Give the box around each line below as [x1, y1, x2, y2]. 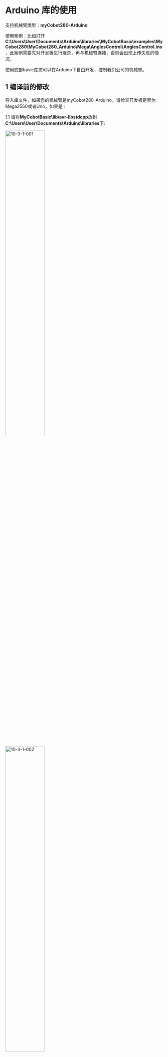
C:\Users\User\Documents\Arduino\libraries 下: [5, 120, 105, 126]
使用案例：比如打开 [5, 33, 45, 39]
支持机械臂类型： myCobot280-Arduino [5, 22, 88, 28]
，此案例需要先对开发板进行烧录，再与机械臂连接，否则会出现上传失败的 [5, 50, 154, 56]
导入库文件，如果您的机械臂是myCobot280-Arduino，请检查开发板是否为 [5, 97, 156, 103]
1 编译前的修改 [5, 83, 50, 91]
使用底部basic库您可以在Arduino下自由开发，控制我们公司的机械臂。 [5, 66, 147, 73]
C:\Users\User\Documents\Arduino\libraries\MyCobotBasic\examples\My [5, 38, 163, 44]
